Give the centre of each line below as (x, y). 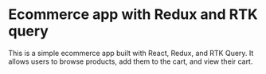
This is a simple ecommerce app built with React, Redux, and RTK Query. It (131, 53)
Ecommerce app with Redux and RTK (133, 15)
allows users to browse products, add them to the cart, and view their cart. (131, 61)
